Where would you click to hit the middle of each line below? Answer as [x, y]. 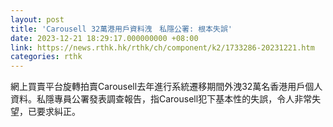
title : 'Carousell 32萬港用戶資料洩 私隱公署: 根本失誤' [121, 29]
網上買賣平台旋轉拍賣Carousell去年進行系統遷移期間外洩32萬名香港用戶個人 [166, 87]
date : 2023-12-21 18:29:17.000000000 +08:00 [104, 38]
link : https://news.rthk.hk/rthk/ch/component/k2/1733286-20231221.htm [162, 47]
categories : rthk [46, 57]
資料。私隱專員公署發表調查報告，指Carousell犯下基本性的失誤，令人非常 [161, 99]
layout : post [37, 19]
